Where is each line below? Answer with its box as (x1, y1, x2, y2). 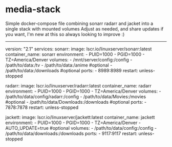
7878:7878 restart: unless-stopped (5, 104, 79, 110)
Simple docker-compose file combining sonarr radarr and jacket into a (5, 20, 154, 26)
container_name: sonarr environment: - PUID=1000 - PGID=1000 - (5, 51, 145, 57)
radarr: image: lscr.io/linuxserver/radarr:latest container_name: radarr (5, 82, 152, 89)
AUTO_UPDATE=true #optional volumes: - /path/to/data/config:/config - (5, 125, 157, 131)
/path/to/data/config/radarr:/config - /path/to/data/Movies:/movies (5, 93, 146, 100)
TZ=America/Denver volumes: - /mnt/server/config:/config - (5, 56, 133, 63)
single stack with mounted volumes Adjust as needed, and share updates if (5, 25, 164, 32)
